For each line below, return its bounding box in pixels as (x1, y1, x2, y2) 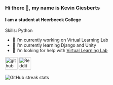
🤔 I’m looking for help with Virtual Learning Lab (12, 48, 108, 54)
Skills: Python (5, 28, 33, 33)
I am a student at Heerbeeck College (5, 17, 81, 23)
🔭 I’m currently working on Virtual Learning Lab (12, 37, 109, 43)
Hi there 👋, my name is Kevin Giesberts (5, 4, 100, 11)
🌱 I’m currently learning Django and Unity (12, 42, 96, 48)
